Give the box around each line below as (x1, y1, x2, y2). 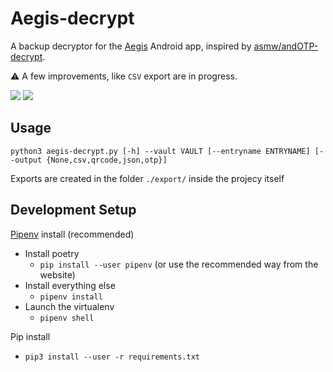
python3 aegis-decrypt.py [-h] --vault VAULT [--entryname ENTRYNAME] (10, 146, 311, 156)
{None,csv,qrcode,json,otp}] (46, 155, 168, 165)
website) (39, 268, 76, 281)
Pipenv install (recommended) (10, 228, 135, 240)
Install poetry (24, 247, 80, 259)
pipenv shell (39, 313, 95, 323)
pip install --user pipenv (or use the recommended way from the (39, 258, 319, 270)
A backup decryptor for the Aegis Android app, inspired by (10, 40, 252, 52)
